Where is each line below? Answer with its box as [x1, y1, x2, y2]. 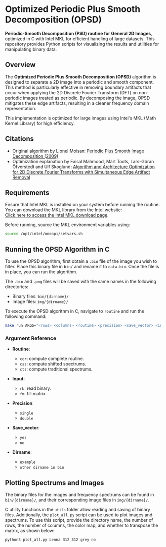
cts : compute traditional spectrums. [19, 366, 93, 372]
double [19, 416, 34, 421]
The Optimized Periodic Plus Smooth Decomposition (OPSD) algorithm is [5, 73, 157, 80]
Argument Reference [5, 335, 57, 342]
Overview [5, 61, 36, 69]
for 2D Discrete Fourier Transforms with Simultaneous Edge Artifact [12, 169, 150, 175]
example [19, 460, 36, 465]
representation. [5, 105, 36, 111]
